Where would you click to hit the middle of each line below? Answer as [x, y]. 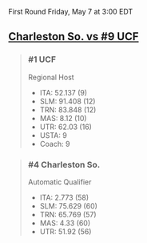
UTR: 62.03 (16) [66, 127]
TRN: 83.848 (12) [68, 109]
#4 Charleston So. [64, 164]
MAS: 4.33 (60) [65, 223]
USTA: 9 [54, 135]
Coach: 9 [55, 144]
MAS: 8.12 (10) [63, 118]
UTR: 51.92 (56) [66, 231]
